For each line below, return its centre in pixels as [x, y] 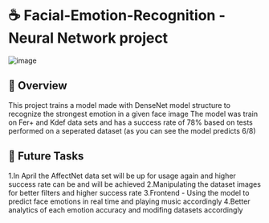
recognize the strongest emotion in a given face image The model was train [133, 114]
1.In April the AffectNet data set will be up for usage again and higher [122, 176]
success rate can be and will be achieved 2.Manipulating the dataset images [134, 184]
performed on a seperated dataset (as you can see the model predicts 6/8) [132, 130]
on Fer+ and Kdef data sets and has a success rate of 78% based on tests [130, 122]
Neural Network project [88, 38]
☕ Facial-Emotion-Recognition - [117, 16]
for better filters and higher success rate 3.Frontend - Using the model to [129, 192]
